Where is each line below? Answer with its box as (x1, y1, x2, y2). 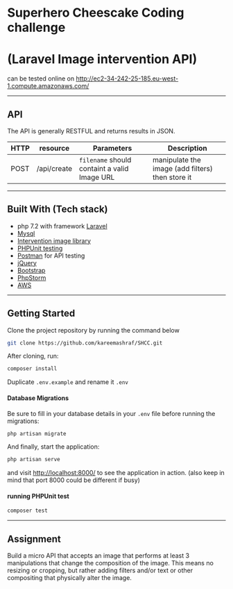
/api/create (36, 163, 73, 173)
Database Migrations (7, 394, 69, 402)
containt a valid (78, 163, 129, 173)
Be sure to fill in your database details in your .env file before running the (7, 409, 216, 417)
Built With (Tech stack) (7, 204, 108, 215)
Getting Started (7, 308, 76, 320)
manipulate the (152, 155, 201, 165)
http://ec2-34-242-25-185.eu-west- (76, 74, 179, 83)
